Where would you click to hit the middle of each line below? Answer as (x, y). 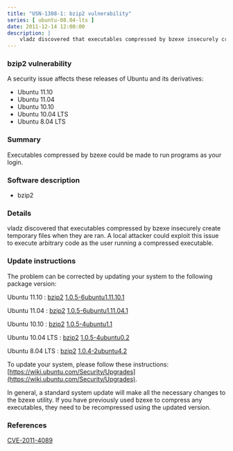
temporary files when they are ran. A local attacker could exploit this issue (113, 236)
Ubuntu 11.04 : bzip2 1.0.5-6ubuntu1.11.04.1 (68, 310)
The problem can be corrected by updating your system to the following (110, 276)
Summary (24, 139)
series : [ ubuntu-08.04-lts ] (51, 20)
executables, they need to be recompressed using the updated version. (109, 407)
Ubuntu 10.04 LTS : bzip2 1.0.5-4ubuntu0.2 (68, 337)
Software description (44, 180)
